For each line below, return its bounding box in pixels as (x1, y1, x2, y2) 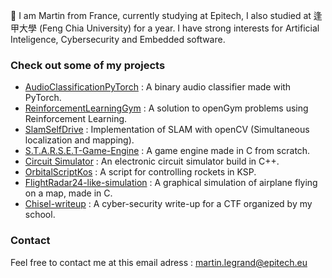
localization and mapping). (24, 134, 135, 146)
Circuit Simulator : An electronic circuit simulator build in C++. (24, 155, 280, 168)
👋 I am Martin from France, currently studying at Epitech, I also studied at (10, 10, 312, 21)
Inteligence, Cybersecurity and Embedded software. (10, 34, 226, 45)
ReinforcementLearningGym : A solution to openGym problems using (24, 102, 309, 114)
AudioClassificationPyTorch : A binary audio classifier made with (24, 81, 292, 93)
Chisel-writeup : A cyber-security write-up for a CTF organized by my (24, 198, 313, 210)
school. (24, 209, 56, 221)
